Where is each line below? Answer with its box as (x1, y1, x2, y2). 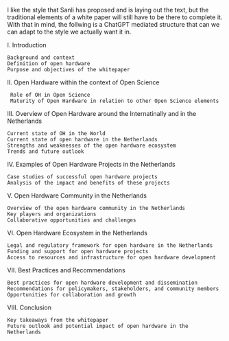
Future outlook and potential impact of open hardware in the (7, 322, 189, 329)
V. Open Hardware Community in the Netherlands (7, 191, 147, 200)
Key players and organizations (7, 211, 97, 217)
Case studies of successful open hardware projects (7, 174, 158, 180)
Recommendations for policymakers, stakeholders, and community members (7, 285, 219, 292)
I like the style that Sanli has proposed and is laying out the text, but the (7, 6, 209, 14)
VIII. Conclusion (7, 303, 51, 311)
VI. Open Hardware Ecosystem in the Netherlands (7, 229, 147, 237)
